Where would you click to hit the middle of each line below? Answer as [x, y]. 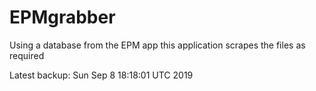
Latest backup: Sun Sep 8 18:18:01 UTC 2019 [101, 75]
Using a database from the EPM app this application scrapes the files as [157, 45]
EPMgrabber [62, 17]
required [27, 55]
